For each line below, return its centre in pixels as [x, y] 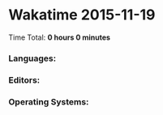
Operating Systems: [49, 101]
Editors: [24, 80]
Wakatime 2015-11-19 [82, 15]
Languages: [32, 58]
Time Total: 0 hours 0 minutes [60, 37]
